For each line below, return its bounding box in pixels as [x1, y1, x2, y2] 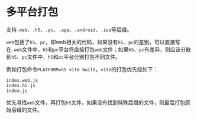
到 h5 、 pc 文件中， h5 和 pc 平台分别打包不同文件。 [6, 53, 121, 60]
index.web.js [6, 77, 38, 83]
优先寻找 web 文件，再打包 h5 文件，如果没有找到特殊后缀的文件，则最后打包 [6, 98, 185, 106]
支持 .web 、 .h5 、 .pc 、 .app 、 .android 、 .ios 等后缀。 [6, 26, 133, 33]
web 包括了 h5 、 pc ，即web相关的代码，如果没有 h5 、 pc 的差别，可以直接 [6, 38, 176, 45]
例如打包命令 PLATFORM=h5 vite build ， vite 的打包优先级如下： [6, 65, 159, 72]
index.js [6, 88, 28, 94]
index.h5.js [6, 82, 35, 88]
